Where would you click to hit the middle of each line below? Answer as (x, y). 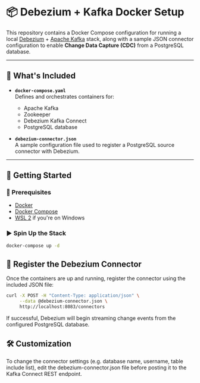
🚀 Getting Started (39, 176)
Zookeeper (37, 114)
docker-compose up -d (33, 246)
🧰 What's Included (41, 76)
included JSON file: (30, 285)
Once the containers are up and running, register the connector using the (96, 278)
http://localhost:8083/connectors (62, 307)
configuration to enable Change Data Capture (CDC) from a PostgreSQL (95, 45)
